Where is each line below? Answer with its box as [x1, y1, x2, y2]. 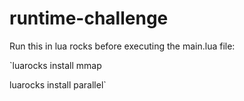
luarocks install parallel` [9, 78, 107, 91]
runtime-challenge [9, 7, 169, 30]
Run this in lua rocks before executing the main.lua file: [9, 40, 236, 52]
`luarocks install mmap [9, 59, 102, 71]
